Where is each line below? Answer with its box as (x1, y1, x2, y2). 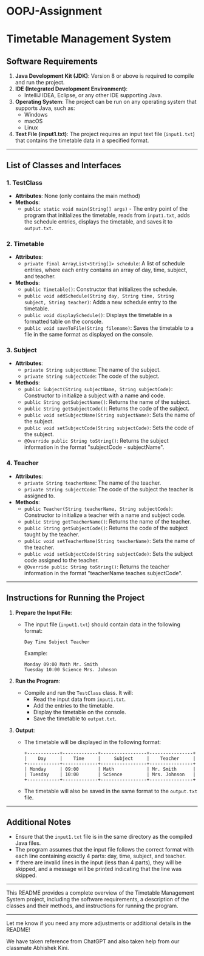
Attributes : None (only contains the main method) (15, 192, 141, 199)
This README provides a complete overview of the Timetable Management (6, 889, 194, 896)
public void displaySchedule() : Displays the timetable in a (24, 312, 172, 319)
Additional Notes (6, 817, 72, 827)
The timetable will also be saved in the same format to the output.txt (24, 787, 198, 794)
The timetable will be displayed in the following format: (24, 738, 161, 745)
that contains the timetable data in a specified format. (15, 137, 149, 144)
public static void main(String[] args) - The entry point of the (24, 205, 188, 212)
